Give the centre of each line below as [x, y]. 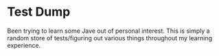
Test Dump [39, 12]
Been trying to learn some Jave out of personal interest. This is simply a [109, 31]
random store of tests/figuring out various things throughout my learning [110, 38]
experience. [24, 45]
